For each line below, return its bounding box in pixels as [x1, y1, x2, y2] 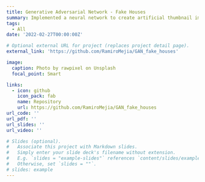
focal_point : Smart [12, 71, 62, 77]
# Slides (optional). [6, 138, 62, 144]
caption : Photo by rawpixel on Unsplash [12, 65, 116, 71]
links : [6, 82, 23, 88]
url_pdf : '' [6, 115, 37, 122]
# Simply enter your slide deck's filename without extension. [6, 150, 176, 156]
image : [6, 59, 23, 65]
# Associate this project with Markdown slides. [6, 144, 138, 150]
